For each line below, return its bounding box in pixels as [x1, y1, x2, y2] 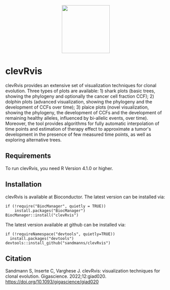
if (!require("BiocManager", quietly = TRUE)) [5, 203, 106, 209]
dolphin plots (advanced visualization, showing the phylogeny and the [5, 98, 152, 105]
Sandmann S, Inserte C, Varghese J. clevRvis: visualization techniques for [5, 268, 160, 274]
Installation [5, 180, 42, 189]
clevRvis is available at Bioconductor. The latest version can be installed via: [5, 194, 165, 200]
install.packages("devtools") [10, 236, 74, 241]
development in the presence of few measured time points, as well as [5, 131, 152, 137]
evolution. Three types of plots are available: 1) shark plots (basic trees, [5, 88, 156, 94]
